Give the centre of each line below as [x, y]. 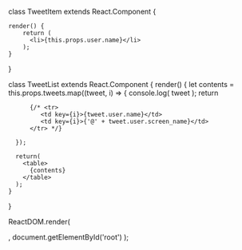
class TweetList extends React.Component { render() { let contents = [121, 84]
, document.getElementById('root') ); [69, 237]
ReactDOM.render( [39, 222]
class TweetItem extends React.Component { [82, 12]
